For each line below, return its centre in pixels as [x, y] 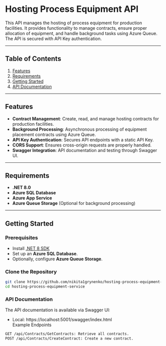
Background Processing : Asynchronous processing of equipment [80, 129]
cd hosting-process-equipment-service [45, 287]
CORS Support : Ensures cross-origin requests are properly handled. [82, 145]
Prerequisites [21, 238]
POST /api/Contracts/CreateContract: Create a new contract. [69, 339]
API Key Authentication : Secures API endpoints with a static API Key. [83, 140]
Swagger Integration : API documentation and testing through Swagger [84, 150]
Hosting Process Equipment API [72, 9]
